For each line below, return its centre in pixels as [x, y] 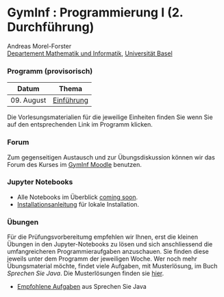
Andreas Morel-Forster [39, 46]
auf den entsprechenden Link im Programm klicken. [80, 125]
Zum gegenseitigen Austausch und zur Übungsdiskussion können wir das [111, 157]
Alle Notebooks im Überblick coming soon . [77, 197]
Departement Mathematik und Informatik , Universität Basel [90, 53]
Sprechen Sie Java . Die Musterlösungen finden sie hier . [86, 273]
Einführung [71, 101]
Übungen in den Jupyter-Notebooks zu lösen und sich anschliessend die [110, 244]
